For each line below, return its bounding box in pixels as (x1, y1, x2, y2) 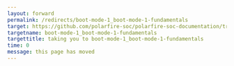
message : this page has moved (7, 49, 95, 56)
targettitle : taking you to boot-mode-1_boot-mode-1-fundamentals (7, 36, 204, 43)
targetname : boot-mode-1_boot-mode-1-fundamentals (7, 29, 157, 36)
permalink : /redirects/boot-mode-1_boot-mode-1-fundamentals (7, 16, 189, 23)
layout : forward (7, 10, 54, 17)
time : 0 (7, 42, 30, 49)
